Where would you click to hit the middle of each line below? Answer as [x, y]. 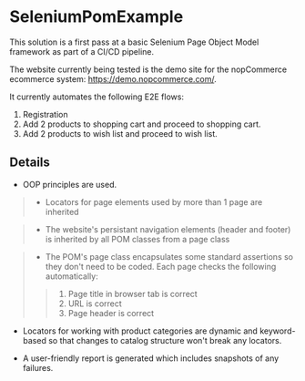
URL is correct [95, 304]
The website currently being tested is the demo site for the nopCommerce [148, 69]
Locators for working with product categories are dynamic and [140, 331]
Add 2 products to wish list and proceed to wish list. [120, 133]
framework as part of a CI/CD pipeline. [82, 51]
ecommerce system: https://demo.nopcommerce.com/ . [113, 78]
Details [30, 163]
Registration [45, 114]
